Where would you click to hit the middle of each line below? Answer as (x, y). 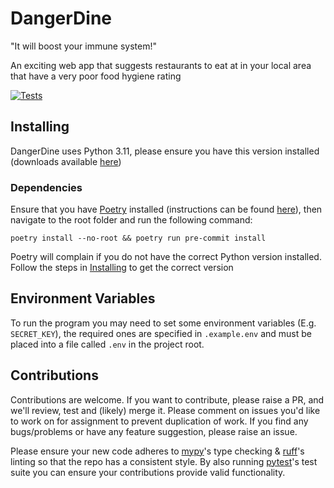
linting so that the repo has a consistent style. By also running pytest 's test (164, 461)
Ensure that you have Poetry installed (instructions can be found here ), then (166, 209)
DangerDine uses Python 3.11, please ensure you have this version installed (165, 151)
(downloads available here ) (66, 161)
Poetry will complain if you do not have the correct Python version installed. (166, 257)
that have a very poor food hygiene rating (96, 76)
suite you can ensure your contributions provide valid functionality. (148, 472)
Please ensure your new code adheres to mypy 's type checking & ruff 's (157, 451)
